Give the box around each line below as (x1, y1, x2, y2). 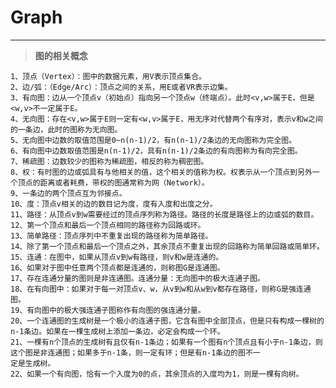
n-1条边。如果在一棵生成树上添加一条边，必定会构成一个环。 (10, 326, 225, 336)
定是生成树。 (10, 358, 56, 368)
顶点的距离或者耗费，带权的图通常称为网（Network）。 (17, 177, 210, 188)
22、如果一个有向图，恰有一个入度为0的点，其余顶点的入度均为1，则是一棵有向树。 (10, 369, 304, 379)
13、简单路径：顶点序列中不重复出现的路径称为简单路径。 (10, 231, 213, 241)
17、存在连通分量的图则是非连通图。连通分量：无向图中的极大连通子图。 (10, 273, 265, 283)
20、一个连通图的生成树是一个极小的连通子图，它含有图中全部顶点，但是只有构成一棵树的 (10, 316, 325, 326)
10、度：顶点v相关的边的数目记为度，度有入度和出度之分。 (10, 199, 218, 209)
